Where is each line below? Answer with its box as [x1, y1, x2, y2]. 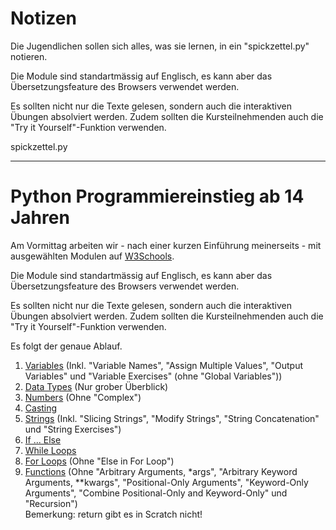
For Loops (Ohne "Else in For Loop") [24, 455, 175, 467]
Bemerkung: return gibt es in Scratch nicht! [24, 508, 203, 520]
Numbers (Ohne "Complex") [24, 391, 142, 403]
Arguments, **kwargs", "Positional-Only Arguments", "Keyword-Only [24, 476, 309, 488]
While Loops [24, 444, 77, 456]
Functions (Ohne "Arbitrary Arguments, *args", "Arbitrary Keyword [24, 465, 298, 477]
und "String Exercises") [24, 423, 122, 435]
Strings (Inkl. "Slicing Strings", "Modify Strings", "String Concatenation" [24, 412, 320, 424]
